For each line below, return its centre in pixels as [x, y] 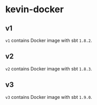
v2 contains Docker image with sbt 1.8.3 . [49, 69]
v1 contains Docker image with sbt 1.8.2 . [49, 40]
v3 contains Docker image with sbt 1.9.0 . [49, 97]
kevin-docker [35, 9]
